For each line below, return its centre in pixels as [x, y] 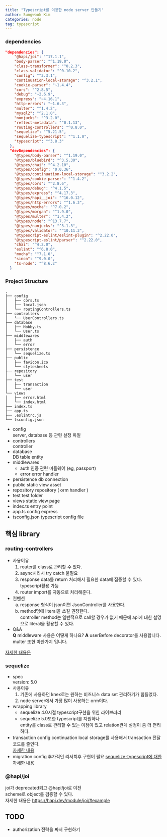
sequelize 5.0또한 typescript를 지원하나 [60, 718]
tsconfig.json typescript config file [48, 517]
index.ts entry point [32, 506]
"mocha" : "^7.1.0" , [35, 254]
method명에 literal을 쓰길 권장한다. [54, 611]
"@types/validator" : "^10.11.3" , [49, 230]
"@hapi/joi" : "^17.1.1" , [40, 57]
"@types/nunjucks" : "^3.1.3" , [46, 226]
